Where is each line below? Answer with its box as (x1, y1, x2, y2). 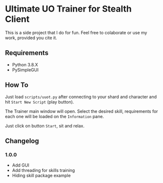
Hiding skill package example (12, 173, 71, 179)
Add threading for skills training (12, 168, 75, 173)
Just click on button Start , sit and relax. (5, 122, 85, 129)
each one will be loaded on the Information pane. (5, 113, 104, 119)
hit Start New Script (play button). (5, 99, 74, 105)
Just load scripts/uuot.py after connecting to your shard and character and (5, 93, 157, 100)
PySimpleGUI (12, 67, 39, 73)
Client (5, 14, 30, 25)
